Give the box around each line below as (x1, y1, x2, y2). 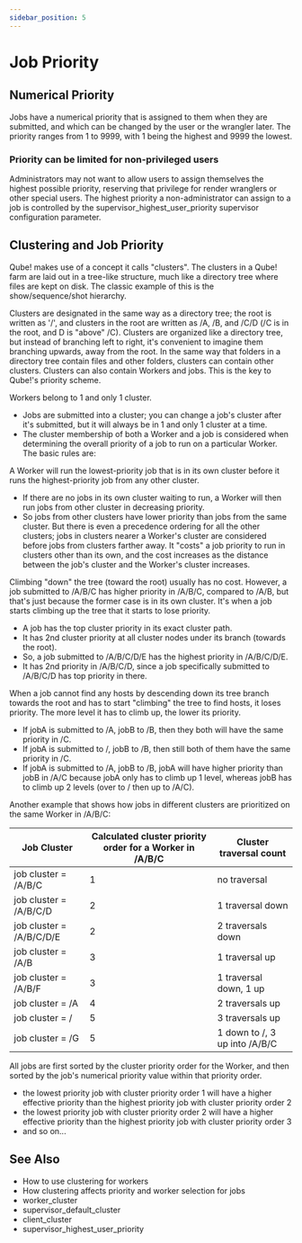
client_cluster (22, 1213, 72, 1224)
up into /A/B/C (217, 1037, 278, 1050)
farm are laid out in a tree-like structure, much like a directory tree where (9, 271, 279, 282)
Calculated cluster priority (91, 829, 207, 842)
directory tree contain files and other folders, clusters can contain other (9, 355, 274, 366)
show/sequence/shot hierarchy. (9, 290, 128, 301)
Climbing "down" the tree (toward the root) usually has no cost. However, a (9, 577, 288, 587)
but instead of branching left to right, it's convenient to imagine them (9, 336, 263, 347)
